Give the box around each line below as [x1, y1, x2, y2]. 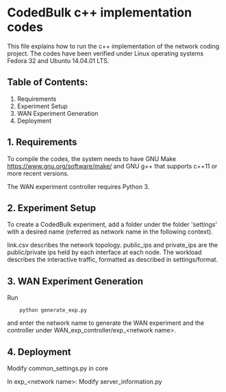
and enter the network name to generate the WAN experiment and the [7, 319, 204, 327]
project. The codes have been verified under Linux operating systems [7, 49, 204, 58]
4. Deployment [7, 346, 72, 358]
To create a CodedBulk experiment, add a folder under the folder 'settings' [7, 221, 218, 229]
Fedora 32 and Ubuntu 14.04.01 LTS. [7, 56, 110, 64]
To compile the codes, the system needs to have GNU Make [7, 154, 177, 162]
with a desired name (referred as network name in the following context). [7, 228, 214, 236]
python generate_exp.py [19, 307, 88, 314]
